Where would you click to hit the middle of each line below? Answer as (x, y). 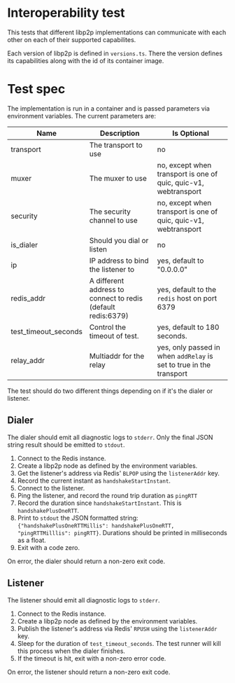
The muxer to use (118, 178)
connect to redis (116, 298)
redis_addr (28, 298)
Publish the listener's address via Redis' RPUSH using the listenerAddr (117, 628)
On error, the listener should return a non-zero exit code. (89, 672)
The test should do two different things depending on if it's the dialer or (110, 391)
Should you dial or (119, 240)
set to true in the (184, 364)
